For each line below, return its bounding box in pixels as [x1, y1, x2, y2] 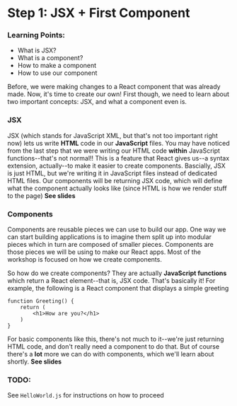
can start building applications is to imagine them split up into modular [7, 233, 212, 241]
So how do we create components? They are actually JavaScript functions [7, 269, 227, 277]
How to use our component [17, 69, 98, 77]
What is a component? [17, 54, 83, 62]
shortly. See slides [7, 357, 62, 366]
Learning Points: [7, 30, 66, 40]
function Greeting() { [7, 298, 74, 305]
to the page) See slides [7, 191, 76, 199]
